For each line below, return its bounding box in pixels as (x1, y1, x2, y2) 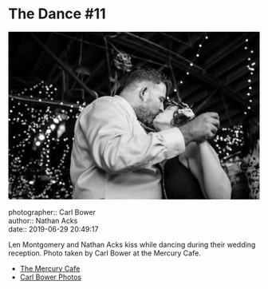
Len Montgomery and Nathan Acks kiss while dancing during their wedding (8, 240, 256, 249)
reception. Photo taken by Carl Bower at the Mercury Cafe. (8, 248, 201, 258)
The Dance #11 (8, 5, 106, 23)
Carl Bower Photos (19, 272, 82, 282)
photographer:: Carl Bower (8, 207, 96, 216)
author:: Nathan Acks (8, 216, 78, 225)
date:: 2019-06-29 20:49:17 (8, 224, 99, 234)
